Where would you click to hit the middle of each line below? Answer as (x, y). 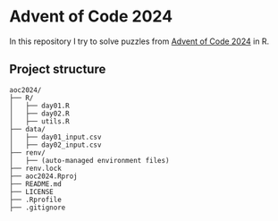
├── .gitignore (38, 208)
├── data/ (28, 129)
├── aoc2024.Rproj (43, 176)
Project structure (58, 69)
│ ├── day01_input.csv (55, 137)
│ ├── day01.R (39, 106)
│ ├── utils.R (39, 121)
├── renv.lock (36, 168)
